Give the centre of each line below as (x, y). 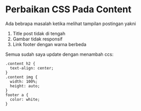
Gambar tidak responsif (37, 39)
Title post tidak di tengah (39, 33)
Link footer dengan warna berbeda (49, 44)
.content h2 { (21, 63)
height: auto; (25, 86)
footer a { (17, 95)
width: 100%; (24, 81)
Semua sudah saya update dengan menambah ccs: (59, 54)
